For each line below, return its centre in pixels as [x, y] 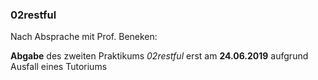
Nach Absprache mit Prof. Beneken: [84, 37]
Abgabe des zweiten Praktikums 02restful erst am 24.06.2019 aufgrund [159, 56]
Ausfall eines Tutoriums [59, 67]
